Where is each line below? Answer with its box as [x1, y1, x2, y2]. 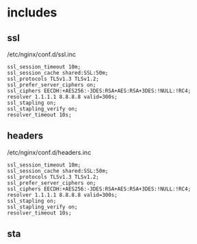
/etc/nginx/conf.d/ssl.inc [7, 50, 77, 58]
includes [7, 5, 57, 21]
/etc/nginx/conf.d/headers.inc [7, 148, 92, 156]
